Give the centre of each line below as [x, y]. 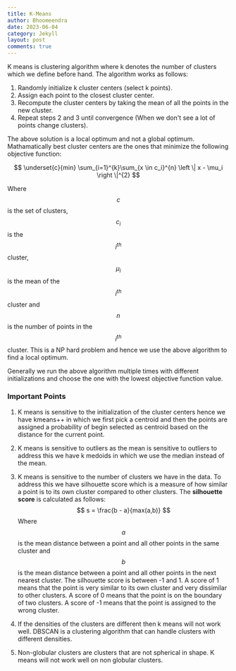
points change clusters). [52, 125]
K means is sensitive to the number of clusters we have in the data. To [119, 476]
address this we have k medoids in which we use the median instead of [121, 455]
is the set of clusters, [38, 211]
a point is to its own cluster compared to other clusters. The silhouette [120, 491]
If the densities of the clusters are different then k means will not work [119, 624]
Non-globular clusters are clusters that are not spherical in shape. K [116, 652]
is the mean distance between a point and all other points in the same [118, 543]
